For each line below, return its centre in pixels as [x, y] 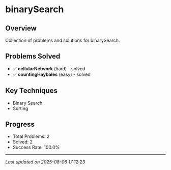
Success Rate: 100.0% [36, 147]
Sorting [20, 108]
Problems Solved [33, 56]
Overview [21, 28]
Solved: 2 [23, 142]
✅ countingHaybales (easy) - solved [51, 74]
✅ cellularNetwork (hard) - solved [49, 68]
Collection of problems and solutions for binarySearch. [63, 40]
